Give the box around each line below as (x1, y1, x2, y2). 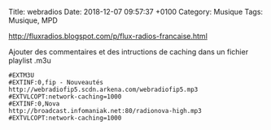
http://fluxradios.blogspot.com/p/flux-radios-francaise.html (8, 32, 208, 41)
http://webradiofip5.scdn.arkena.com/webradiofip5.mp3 (8, 85, 199, 93)
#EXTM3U (8, 71, 35, 80)
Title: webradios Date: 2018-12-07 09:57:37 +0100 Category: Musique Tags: (8, 7, 263, 16)
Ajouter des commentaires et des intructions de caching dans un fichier (8, 47, 249, 56)
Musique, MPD (8, 15, 59, 25)
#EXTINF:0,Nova (8, 100, 60, 108)
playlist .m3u (8, 56, 51, 65)
